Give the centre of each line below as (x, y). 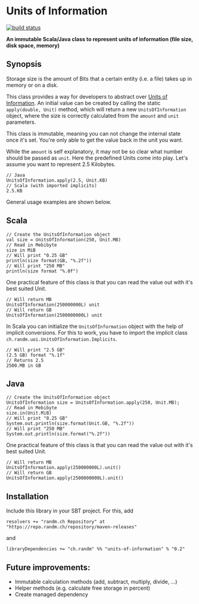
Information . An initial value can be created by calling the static (83, 103)
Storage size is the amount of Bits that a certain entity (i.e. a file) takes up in (99, 78)
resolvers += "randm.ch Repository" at (56, 522)
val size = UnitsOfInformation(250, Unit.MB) (63, 240)
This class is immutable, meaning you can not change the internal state (93, 133)
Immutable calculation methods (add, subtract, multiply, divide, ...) (96, 582)
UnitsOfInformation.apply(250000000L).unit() (63, 468)
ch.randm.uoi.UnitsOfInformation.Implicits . (62, 339)
